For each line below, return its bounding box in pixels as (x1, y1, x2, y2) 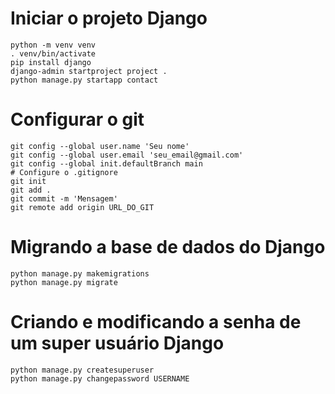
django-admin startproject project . (10, 66, 168, 76)
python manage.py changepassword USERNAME (10, 373, 190, 384)
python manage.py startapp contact (10, 75, 159, 85)
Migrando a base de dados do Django (10, 236, 326, 259)
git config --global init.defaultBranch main (10, 158, 203, 169)
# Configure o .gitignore (10, 167, 118, 177)
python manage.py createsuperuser (10, 365, 155, 375)
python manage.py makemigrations (10, 268, 150, 279)
